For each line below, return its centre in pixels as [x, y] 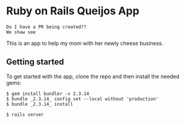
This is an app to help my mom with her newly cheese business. [85, 43]
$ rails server [25, 115]
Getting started [35, 62]
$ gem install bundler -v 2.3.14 [48, 94]
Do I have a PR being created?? [46, 27]
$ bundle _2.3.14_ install [40, 104]
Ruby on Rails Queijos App [73, 11]
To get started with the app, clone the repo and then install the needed [93, 76]
